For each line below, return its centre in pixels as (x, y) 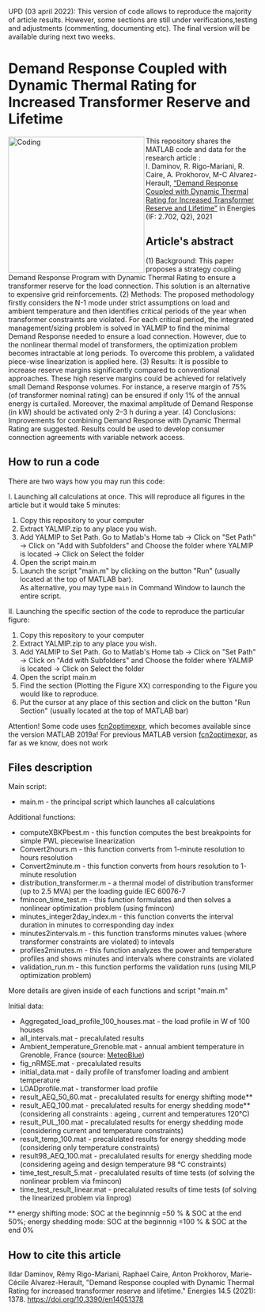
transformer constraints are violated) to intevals (97, 942)
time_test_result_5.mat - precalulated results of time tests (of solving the (137, 1173)
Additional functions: (42, 817)
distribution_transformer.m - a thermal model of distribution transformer (136, 883)
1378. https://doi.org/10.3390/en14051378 (76, 1299)
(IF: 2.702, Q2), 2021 (179, 216)
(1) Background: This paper (190, 260)
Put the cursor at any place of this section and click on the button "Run (135, 702)
